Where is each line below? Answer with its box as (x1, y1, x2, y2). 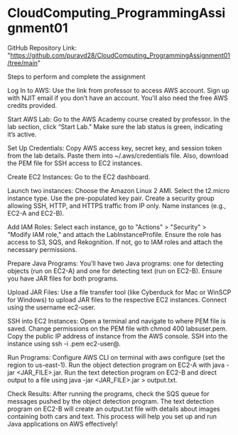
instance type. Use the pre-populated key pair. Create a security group (7, 194, 215, 202)
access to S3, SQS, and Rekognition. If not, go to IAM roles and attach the (7, 238, 223, 246)
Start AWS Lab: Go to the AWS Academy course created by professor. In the (7, 115, 231, 123)
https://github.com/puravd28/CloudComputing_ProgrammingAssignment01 (10, 51, 231, 60)
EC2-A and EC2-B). (7, 209, 65, 217)
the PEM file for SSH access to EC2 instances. (7, 158, 143, 167)
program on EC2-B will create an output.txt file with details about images (7, 404, 220, 413)
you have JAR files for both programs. (7, 274, 119, 282)
